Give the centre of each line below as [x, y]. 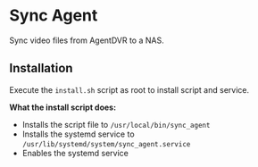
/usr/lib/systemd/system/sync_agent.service [106, 144]
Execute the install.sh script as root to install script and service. [129, 89]
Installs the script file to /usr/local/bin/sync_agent [116, 124]
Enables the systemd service [75, 153]
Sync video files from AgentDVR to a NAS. [87, 40]
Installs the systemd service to [79, 134]
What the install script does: [63, 107]
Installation [41, 68]
